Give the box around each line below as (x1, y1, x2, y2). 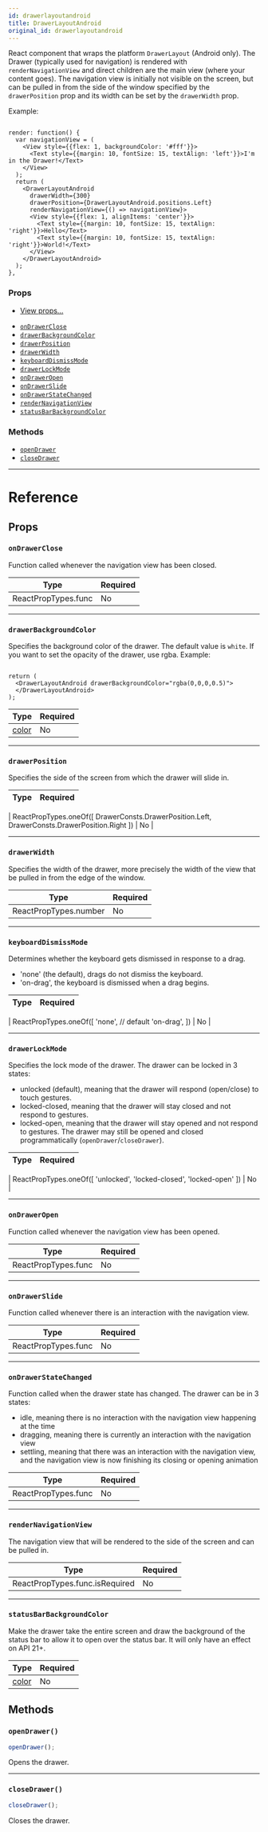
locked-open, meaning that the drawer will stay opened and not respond (19, 1118, 258, 1128)
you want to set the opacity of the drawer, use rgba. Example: (8, 650, 211, 660)
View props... (19, 306, 64, 315)
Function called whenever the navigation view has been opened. (8, 1226, 220, 1236)
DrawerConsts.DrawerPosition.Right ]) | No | (8, 821, 154, 830)
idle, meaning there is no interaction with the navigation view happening (19, 1413, 257, 1422)
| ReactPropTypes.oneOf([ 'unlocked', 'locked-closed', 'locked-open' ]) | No (8, 1174, 257, 1184)
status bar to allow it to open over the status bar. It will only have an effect (8, 1634, 251, 1644)
